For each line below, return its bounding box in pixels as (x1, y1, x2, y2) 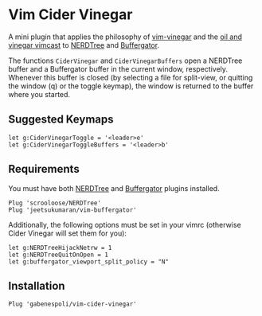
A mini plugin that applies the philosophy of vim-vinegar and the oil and (8, 32, 243, 41)
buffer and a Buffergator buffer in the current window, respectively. (8, 64, 229, 73)
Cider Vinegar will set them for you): (8, 228, 127, 238)
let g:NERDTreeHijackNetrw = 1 (8, 244, 112, 252)
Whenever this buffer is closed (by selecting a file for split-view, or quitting (8, 72, 253, 82)
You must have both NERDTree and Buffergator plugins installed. (8, 183, 221, 193)
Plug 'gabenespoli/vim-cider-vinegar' (8, 300, 137, 308)
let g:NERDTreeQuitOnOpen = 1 (8, 251, 109, 259)
